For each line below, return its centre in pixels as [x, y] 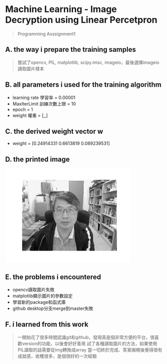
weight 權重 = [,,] [30, 115]
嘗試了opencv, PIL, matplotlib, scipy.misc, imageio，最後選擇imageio [88, 62]
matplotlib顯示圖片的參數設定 [42, 296]
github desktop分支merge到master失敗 [53, 308]
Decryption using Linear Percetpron [81, 20]
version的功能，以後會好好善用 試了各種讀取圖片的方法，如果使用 [90, 343]
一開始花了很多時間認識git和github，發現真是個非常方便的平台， [84, 337]
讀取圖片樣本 [31, 68]
